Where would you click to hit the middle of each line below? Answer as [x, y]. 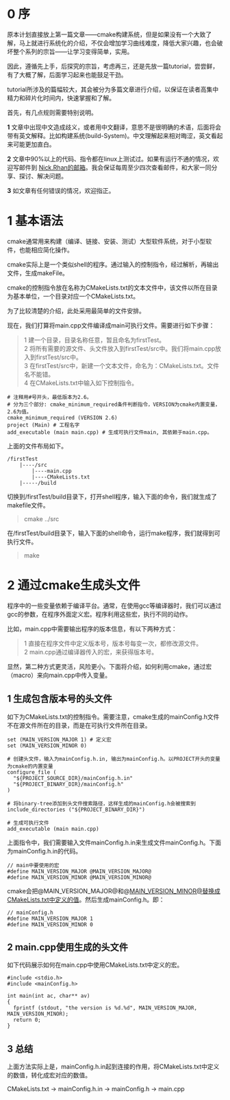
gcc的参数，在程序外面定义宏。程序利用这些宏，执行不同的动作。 [99, 614]
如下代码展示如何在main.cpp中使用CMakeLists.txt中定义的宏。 [95, 965]
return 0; [27, 1020]
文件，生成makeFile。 [38, 273]
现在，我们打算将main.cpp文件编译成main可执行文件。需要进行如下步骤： [111, 325]
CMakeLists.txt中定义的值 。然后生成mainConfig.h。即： [86, 900]
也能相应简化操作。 [46, 250]
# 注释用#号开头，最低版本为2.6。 [50, 397]
